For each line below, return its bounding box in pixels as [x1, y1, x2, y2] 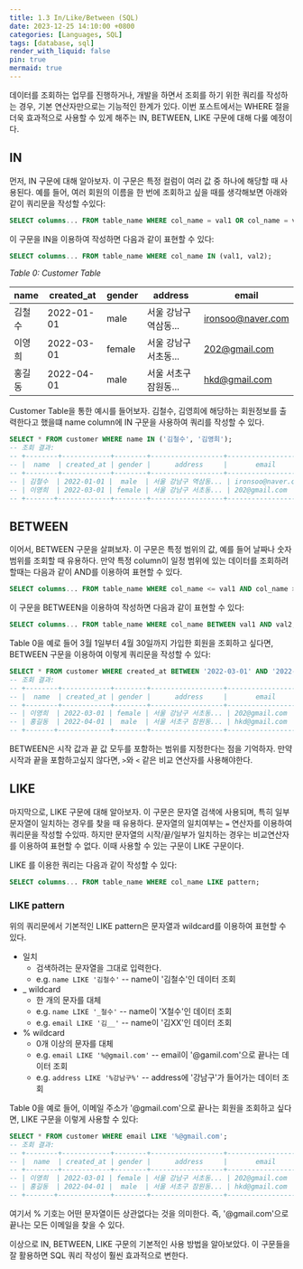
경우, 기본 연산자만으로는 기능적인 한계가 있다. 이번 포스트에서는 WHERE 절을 [18, 100, 290, 111]
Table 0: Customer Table [9, 268, 102, 278]
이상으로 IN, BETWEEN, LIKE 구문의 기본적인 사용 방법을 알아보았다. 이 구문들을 [9, 1238, 290, 1249]
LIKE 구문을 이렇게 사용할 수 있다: [21, 1114, 139, 1124]
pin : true [9, 55, 47, 64]
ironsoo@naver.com [203, 313, 289, 325]
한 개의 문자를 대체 [35, 994, 102, 1005]
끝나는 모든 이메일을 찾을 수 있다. [9, 1219, 125, 1230]
